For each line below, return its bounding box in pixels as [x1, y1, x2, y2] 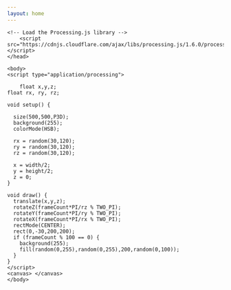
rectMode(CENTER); [13, 222, 67, 229]
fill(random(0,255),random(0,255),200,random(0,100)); [19, 246, 180, 253]
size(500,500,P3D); [13, 113, 69, 121]
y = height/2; [13, 167, 54, 174]
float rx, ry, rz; [7, 89, 60, 96]
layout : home [7, 10, 45, 17]
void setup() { [7, 101, 51, 108]
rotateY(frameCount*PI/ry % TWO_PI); [13, 209, 122, 217]
